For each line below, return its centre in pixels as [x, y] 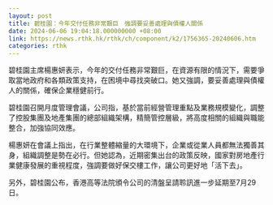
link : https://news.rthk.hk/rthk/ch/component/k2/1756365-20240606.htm [132, 38]
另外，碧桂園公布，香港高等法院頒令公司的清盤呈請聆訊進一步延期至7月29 [132, 182]
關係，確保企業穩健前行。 [65, 91]
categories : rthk [38, 46]
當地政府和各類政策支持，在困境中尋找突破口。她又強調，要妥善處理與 [132, 80]
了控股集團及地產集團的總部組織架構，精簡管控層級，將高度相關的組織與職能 [136, 117]
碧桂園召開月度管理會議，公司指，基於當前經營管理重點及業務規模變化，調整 [136, 108]
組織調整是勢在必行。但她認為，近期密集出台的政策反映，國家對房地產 [140, 156]
